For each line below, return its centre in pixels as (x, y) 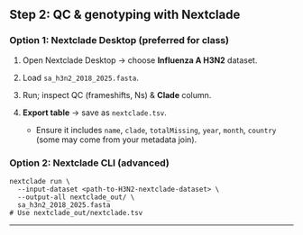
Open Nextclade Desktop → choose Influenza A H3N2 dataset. (140, 60)
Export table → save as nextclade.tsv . (94, 113)
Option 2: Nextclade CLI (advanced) (89, 163)
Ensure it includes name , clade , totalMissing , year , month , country (156, 130)
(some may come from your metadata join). (116, 140)
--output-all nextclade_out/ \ (76, 197)
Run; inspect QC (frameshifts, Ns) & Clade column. (117, 95)
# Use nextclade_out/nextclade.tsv (76, 212)
